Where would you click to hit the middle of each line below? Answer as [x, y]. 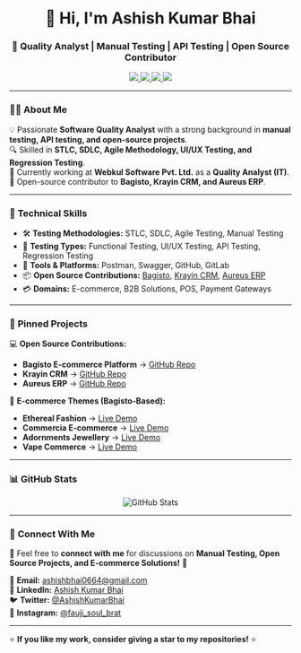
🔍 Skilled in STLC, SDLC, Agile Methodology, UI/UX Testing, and [131, 149]
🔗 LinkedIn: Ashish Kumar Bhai [66, 589]
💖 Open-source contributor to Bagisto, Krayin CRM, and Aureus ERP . [138, 181]
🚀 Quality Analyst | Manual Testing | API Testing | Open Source [150, 47]
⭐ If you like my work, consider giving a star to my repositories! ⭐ [133, 639]
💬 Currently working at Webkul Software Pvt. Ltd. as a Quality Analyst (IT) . [149, 172]
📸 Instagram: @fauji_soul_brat [65, 613]
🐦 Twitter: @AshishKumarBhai [67, 599]
